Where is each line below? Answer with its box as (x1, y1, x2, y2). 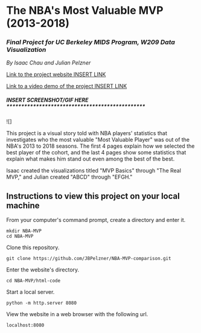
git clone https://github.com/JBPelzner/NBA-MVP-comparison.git (6, 256, 171, 262)
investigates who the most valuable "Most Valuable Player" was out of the (6, 136, 190, 144)
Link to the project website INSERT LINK (6, 71, 106, 78)
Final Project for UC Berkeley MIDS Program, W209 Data (6, 38, 175, 46)
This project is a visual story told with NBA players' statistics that (6, 130, 167, 137)
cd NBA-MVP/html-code (6, 278, 61, 284)
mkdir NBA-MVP (6, 228, 42, 234)
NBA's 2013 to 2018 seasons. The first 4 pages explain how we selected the (6, 142, 195, 150)
